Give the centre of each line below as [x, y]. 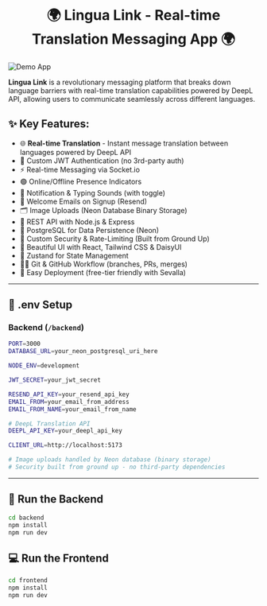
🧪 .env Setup [41, 305]
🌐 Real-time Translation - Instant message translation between [124, 143]
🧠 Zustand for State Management [74, 255]
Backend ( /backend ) [46, 328]
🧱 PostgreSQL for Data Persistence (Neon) [89, 230]
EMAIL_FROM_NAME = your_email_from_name [72, 409]
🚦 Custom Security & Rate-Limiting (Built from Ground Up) [115, 239]
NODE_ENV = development [44, 366]
